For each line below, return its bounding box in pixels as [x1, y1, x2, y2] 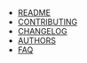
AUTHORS [17, 35, 56, 45]
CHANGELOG [17, 26, 68, 36]
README [17, 8, 51, 17]
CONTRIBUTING [17, 17, 78, 27]
